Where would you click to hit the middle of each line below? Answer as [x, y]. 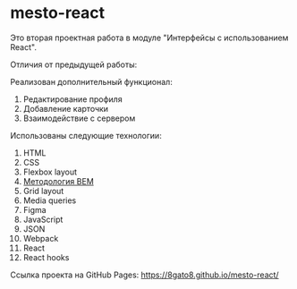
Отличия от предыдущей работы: [74, 64]
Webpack [41, 238]
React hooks [46, 257]
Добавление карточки [66, 108]
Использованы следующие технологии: [86, 135]
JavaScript [43, 219]
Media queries [50, 200]
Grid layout [43, 191]
